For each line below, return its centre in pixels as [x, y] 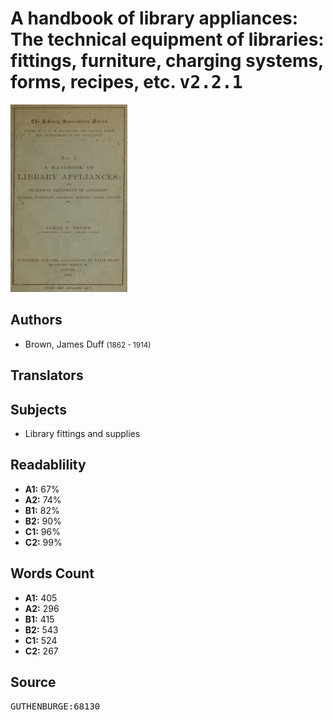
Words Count [52, 573]
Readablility [48, 465]
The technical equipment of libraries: [167, 39]
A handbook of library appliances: [154, 18]
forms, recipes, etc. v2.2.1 [126, 82]
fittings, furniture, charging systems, [167, 61]
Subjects [38, 409]
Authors [36, 320]
